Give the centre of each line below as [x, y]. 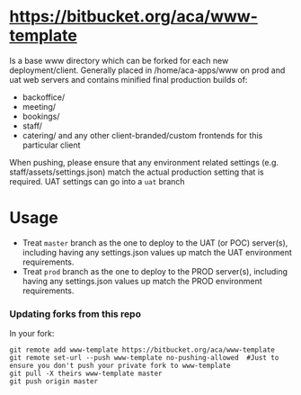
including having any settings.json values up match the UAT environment [157, 252]
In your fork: [32, 334]
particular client [51, 145]
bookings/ [41, 116]
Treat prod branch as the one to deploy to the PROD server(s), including [155, 271]
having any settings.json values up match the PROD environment [142, 281]
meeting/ [39, 106]
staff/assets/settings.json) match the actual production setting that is [137, 172]
